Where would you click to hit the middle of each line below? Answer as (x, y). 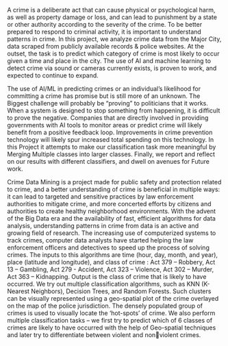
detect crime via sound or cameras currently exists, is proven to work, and (112, 68)
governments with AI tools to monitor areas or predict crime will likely (105, 125)
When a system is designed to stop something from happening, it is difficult (114, 110)
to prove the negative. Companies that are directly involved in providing (108, 118)
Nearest (18, 291)
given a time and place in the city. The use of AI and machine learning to (109, 61)
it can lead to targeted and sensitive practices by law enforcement (100, 197)
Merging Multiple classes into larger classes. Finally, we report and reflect (111, 154)
